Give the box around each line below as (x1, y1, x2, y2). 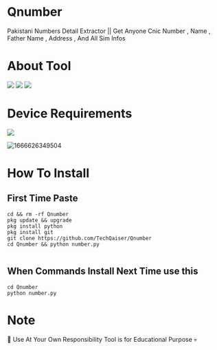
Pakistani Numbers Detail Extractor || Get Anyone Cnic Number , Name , (7, 27, 211, 35)
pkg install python (7, 222, 63, 230)
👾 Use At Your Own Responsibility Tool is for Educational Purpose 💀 (7, 335, 198, 343)
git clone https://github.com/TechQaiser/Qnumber (7, 235, 152, 242)
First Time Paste (7, 193, 78, 205)
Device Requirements (7, 106, 133, 121)
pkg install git (7, 229, 54, 235)
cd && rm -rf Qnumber (7, 211, 69, 218)
